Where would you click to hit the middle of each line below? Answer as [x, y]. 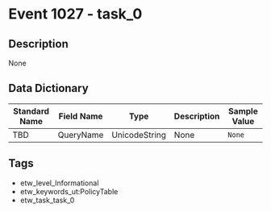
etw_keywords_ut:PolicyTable [69, 191]
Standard [31, 111]
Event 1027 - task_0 [75, 14]
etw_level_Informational [59, 183]
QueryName [81, 135]
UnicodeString [139, 135]
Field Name [81, 116]
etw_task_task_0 [47, 200]
